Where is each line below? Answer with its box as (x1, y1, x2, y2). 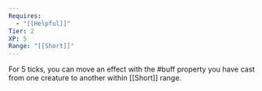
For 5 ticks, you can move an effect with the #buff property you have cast (8, 64, 255, 74)
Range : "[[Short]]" (8, 42, 75, 50)
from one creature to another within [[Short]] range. (8, 73, 181, 83)
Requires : (8, 11, 42, 20)
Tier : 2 (8, 27, 35, 35)
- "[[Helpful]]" (15, 19, 71, 28)
